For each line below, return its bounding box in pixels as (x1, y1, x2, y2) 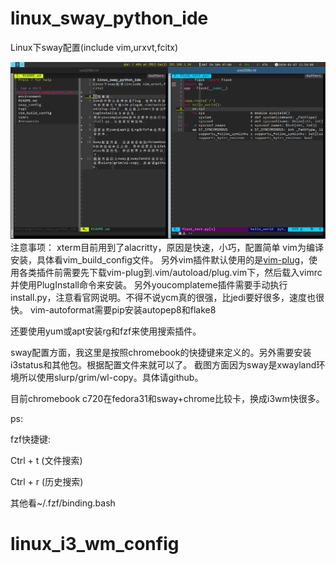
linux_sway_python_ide (10, 7, 209, 30)
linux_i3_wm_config (10, 533, 180, 556)
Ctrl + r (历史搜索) (10, 475, 84, 487)
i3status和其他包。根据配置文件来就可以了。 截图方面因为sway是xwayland (10, 358, 317, 371)
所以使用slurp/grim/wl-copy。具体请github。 (18, 371, 204, 383)
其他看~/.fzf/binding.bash (10, 497, 116, 509)
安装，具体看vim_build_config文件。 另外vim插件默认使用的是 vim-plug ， (10, 253, 310, 266)
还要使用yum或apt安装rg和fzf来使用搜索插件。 (10, 325, 202, 337)
